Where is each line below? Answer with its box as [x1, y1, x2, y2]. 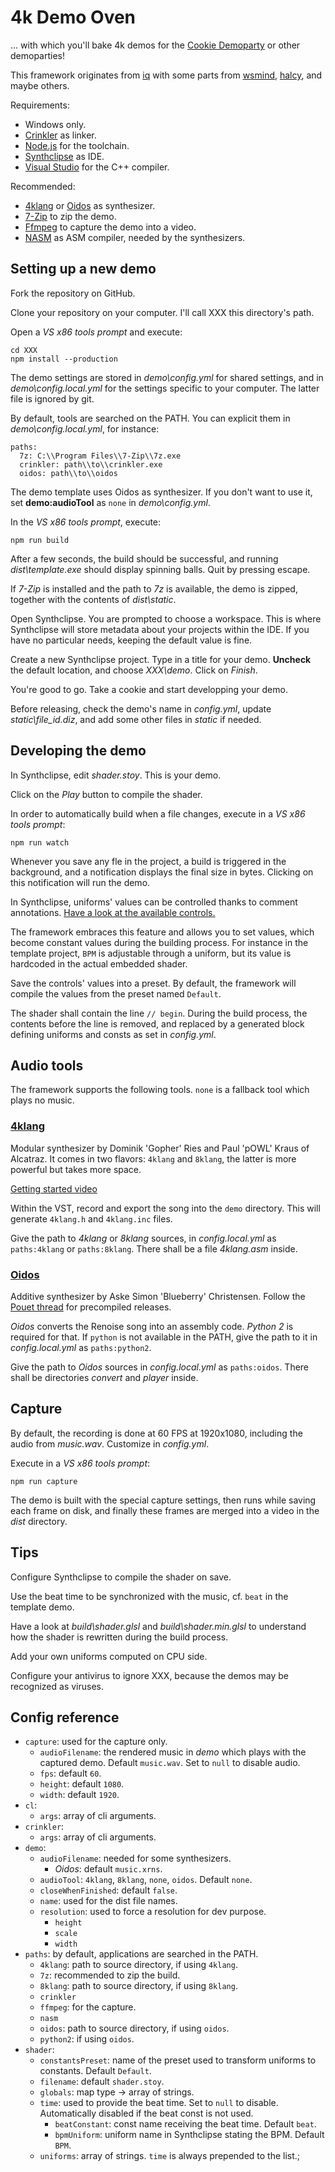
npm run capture [10, 1476, 78, 1486]
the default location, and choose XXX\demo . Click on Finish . [10, 664, 258, 676]
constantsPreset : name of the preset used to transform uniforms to [39, 2054, 317, 2066]
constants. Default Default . [39, 2065, 152, 2077]
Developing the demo [10, 742, 147, 760]
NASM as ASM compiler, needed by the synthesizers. [24, 231, 246, 243]
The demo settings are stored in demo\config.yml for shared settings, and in [10, 371, 324, 383]
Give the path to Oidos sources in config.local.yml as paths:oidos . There [10, 1361, 310, 1373]
